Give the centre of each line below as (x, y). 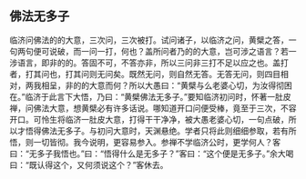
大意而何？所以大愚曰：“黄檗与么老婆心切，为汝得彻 (187, 85)
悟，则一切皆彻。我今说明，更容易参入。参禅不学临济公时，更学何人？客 (145, 142)
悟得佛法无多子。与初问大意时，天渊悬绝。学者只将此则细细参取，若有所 (161, 131)
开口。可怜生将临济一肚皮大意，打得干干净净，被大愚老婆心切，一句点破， (149, 119)
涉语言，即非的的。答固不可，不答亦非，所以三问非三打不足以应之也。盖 (145, 63)
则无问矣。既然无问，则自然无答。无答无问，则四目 (184, 74)
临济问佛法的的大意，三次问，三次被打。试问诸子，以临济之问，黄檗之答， (149, 40)
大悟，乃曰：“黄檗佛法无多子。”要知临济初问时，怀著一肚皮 (182, 96)
